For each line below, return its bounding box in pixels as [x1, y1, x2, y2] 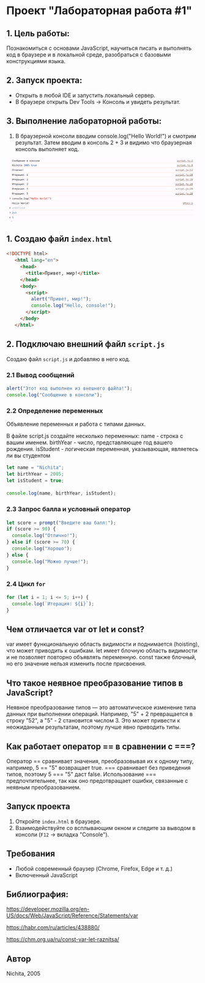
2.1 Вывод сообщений [6, 370, 75, 379]
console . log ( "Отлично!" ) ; [12, 533, 78, 539]
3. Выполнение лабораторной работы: [6, 116, 162, 127]
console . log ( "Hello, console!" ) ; [31, 302, 116, 309]
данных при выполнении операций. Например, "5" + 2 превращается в [6, 710, 193, 718]
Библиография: [6, 889, 69, 899]
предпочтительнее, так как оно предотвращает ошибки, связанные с [6, 777, 188, 784]
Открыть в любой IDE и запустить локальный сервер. [15, 92, 156, 99]
